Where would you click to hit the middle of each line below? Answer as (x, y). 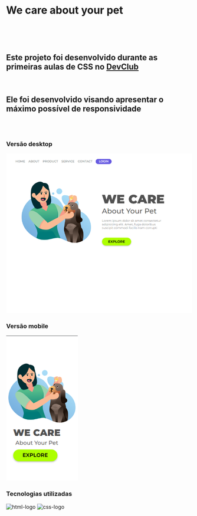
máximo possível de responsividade (74, 109)
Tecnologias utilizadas (39, 494)
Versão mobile (27, 326)
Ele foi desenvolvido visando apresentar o (85, 100)
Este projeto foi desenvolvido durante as (82, 57)
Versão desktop (29, 144)
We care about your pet (65, 10)
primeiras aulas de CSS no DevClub (73, 67)
